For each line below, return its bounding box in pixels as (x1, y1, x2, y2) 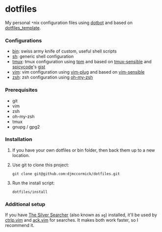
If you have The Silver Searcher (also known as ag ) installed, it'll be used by (5, 212, 158, 218)
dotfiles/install (12, 189, 48, 194)
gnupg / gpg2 (12, 124, 40, 129)
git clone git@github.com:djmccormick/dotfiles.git (12, 171, 120, 176)
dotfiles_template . (5, 25, 41, 30)
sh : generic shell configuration (12, 53, 74, 59)
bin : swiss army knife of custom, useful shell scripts (12, 48, 117, 54)
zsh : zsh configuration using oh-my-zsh (12, 75, 93, 80)
